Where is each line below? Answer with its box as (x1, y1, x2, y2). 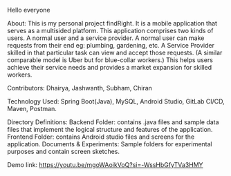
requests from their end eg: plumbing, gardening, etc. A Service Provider (7, 41, 215, 49)
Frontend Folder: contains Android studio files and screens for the (7, 133, 195, 141)
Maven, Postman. (7, 105, 57, 113)
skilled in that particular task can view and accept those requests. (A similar (7, 48, 223, 57)
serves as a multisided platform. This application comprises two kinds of (7, 27, 214, 35)
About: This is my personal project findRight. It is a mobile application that (7, 19, 218, 27)
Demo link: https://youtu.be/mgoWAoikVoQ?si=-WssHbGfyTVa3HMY (7, 161, 203, 168)
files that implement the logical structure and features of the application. (7, 126, 213, 133)
